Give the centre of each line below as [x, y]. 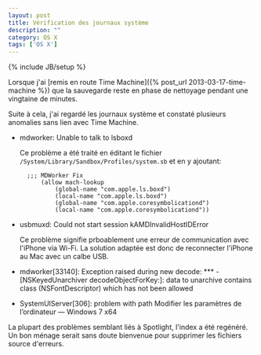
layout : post [29, 15]
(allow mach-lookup [72, 183]
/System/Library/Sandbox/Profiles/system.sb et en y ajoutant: [120, 161]
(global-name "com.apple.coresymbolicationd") [132, 203]
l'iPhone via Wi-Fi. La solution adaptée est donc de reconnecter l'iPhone [136, 248]
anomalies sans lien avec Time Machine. [73, 123]
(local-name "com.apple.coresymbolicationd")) [132, 210]
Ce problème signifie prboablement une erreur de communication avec [134, 240]
